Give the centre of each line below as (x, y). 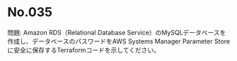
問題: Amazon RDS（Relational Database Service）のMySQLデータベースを (117, 32)
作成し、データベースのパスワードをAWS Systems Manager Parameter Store (119, 41)
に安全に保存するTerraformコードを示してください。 (84, 50)
